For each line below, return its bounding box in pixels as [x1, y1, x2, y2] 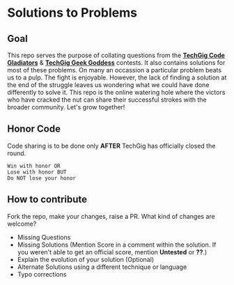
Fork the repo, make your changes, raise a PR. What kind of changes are [7, 212, 215, 220]
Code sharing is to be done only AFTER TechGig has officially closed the [7, 141, 216, 150]
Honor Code [7, 123, 61, 135]
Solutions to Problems [7, 5, 138, 21]
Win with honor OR [7, 162, 61, 169]
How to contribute [7, 194, 88, 206]
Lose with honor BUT [7, 169, 68, 176]
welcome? [7, 219, 37, 228]
